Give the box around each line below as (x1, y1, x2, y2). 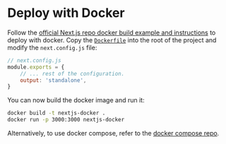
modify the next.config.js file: (7, 43, 97, 52)
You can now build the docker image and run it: (7, 96, 145, 104)
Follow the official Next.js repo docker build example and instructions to (7, 28, 216, 37)
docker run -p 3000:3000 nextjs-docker (7, 116, 125, 124)
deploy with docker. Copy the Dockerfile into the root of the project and (7, 35, 217, 44)
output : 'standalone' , (20, 76, 87, 84)
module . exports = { (7, 64, 65, 71)
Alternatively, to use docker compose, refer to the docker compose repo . (7, 129, 220, 138)
